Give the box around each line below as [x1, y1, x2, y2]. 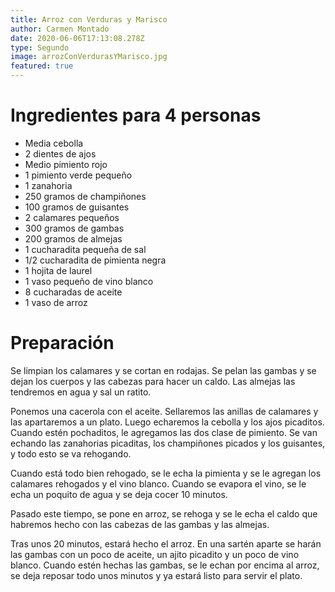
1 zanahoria [24, 179, 73, 191]
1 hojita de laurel [24, 264, 93, 276]
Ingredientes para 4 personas [10, 104, 262, 127]
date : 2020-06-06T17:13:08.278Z [10, 33, 145, 43]
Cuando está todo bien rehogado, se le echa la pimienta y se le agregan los [10, 467, 322, 479]
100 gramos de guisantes [24, 201, 130, 213]
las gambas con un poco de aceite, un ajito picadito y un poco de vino [10, 548, 300, 560]
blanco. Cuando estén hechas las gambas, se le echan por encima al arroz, [10, 559, 320, 571]
